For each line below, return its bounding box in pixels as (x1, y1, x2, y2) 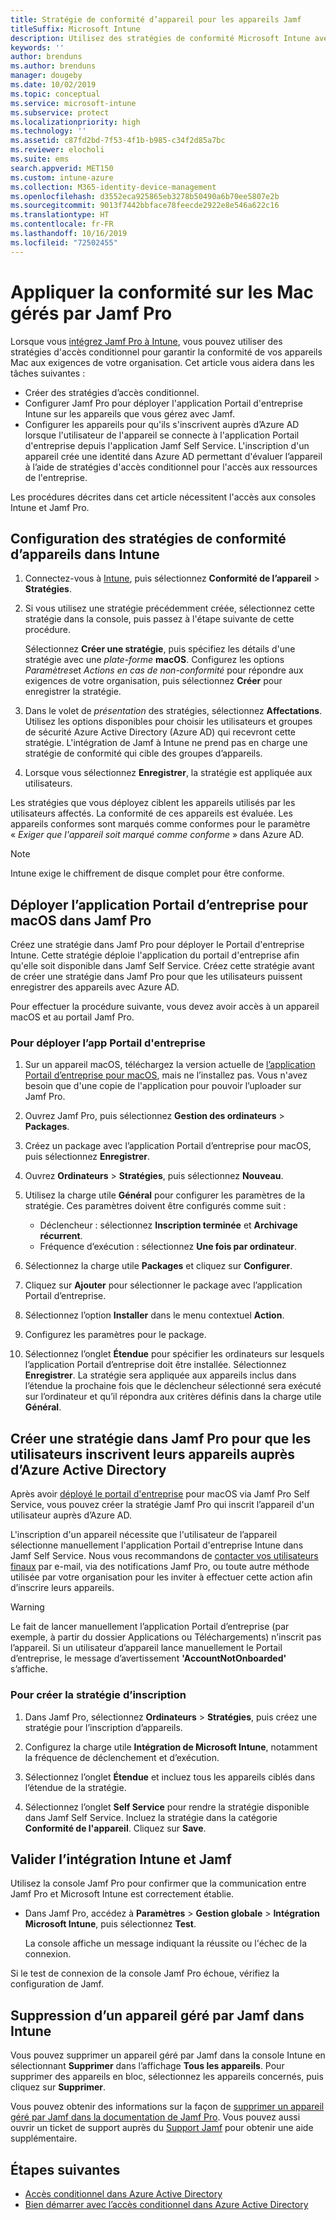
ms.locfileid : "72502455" (10, 237, 118, 248)
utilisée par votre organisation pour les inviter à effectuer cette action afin (10, 1571, 313, 1583)
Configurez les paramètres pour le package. (24, 1329, 207, 1341)
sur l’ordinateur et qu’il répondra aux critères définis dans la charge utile (24, 1391, 322, 1403)
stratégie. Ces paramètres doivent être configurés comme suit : (24, 1200, 287, 1212)
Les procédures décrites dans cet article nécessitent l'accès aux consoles (10, 491, 317, 503)
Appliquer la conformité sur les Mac (10, 281, 315, 303)
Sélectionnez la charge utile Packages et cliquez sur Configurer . (24, 1260, 293, 1272)
